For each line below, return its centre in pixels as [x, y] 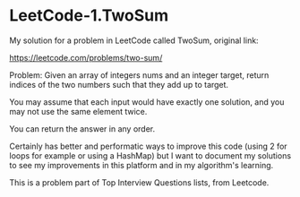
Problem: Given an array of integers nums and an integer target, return [139, 75]
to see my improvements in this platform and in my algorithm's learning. [141, 165]
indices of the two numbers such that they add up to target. [119, 84]
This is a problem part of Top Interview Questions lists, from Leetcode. [139, 182]
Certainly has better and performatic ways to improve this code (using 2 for [149, 146]
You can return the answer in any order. [82, 128]
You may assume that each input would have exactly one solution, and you [147, 102]
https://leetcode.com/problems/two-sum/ [86, 57]
